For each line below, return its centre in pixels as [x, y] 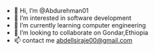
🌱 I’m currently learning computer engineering [80, 25]
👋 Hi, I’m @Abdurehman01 [51, 11]
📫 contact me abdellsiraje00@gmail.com [73, 40]
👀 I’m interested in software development [73, 18]
